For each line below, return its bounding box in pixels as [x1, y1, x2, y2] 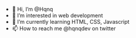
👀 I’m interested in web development [11, 12, 103, 19]
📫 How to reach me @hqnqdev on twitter [11, 25, 116, 32]
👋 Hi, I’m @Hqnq [11, 6, 53, 12]
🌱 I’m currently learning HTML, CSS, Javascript [11, 18, 130, 25]
